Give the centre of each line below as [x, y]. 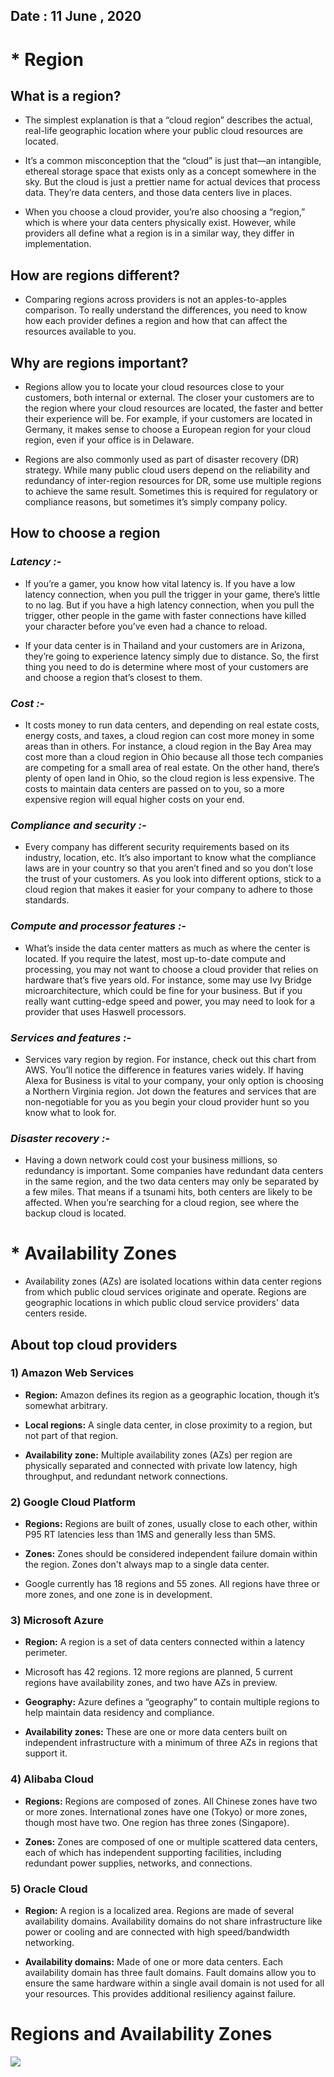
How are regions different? [95, 275]
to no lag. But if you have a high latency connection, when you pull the [169, 605]
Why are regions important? [99, 362]
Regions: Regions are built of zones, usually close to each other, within [171, 1524]
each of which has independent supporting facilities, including [153, 1852]
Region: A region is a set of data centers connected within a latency [164, 1642]
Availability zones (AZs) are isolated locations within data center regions [173, 1281]
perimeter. [46, 1653]
